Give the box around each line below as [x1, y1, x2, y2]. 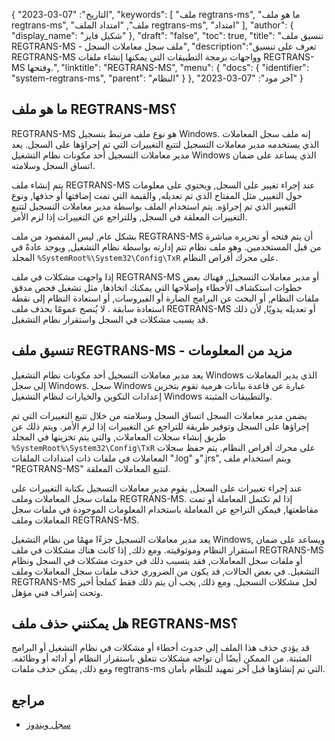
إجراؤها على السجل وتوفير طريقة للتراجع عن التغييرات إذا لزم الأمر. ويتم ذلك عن [11, 420, 310, 432]
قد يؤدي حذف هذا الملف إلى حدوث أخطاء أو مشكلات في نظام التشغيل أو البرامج [11, 642, 310, 654]
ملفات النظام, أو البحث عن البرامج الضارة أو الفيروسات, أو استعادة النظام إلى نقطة [11, 292, 320, 304]
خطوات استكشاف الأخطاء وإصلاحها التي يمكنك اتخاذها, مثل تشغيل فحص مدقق [11, 281, 303, 293]
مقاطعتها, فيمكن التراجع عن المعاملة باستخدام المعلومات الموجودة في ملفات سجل [11, 503, 319, 515]
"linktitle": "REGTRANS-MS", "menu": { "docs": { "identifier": [60, 62, 309, 73]
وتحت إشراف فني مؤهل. [11, 586, 104, 598]
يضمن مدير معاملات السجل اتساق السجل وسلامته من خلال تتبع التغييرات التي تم [11, 409, 308, 421]
